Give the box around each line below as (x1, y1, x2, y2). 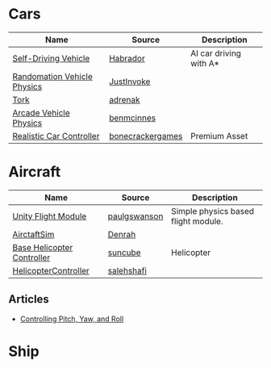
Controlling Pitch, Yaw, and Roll (19, 314, 124, 324)
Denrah (107, 228, 136, 240)
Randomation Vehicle (12, 70, 93, 82)
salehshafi (107, 265, 148, 276)
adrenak (108, 94, 140, 105)
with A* (190, 57, 220, 69)
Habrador (108, 52, 145, 64)
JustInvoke (108, 76, 151, 87)
